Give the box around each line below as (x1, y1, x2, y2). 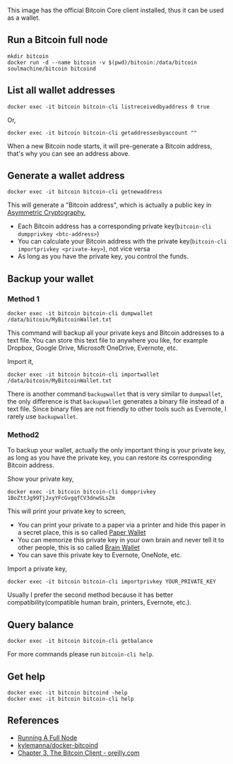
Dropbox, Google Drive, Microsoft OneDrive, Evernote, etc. (7, 343, 179, 353)
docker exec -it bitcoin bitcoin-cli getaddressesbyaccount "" (7, 129, 198, 137)
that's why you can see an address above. (7, 149, 131, 158)
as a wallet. (7, 13, 40, 22)
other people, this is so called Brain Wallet (17, 543, 140, 552)
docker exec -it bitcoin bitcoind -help (7, 690, 129, 697)
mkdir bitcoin (7, 52, 49, 59)
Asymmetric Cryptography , (7, 208, 86, 217)
